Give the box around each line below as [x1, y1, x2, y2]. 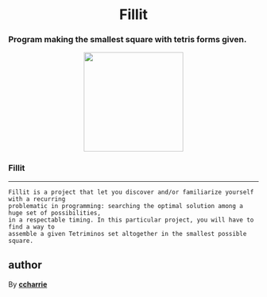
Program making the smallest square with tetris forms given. [8, 34, 247, 45]
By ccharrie [8, 280, 48, 289]
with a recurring [8, 195, 66, 203]
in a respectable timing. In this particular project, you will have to [8, 216, 254, 224]
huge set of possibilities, [8, 209, 102, 217]
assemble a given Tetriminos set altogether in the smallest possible [8, 229, 247, 237]
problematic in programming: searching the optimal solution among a [8, 202, 244, 210]
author [8, 258, 42, 272]
